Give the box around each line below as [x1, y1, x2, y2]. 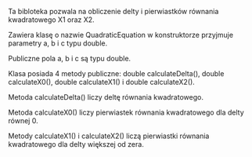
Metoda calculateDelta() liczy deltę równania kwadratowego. [8, 93, 203, 101]
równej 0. [8, 116, 38, 125]
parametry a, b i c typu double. [8, 38, 108, 48]
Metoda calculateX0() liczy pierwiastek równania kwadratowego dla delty [8, 108, 244, 117]
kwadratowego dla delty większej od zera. [8, 140, 145, 148]
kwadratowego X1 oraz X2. [8, 15, 95, 24]
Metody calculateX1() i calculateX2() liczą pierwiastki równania [8, 131, 210, 141]
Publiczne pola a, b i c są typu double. [8, 54, 131, 63]
